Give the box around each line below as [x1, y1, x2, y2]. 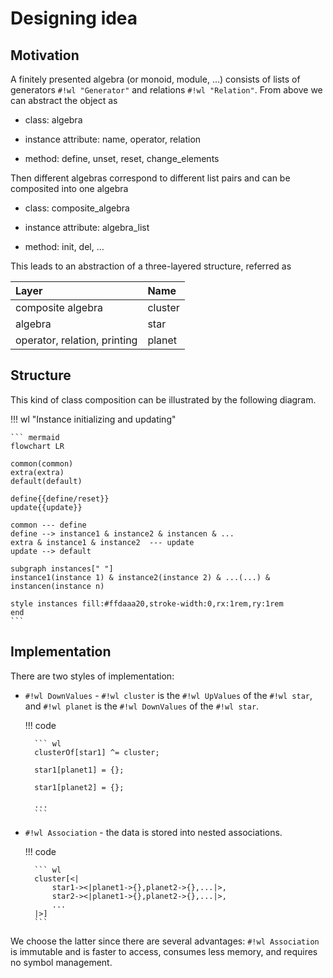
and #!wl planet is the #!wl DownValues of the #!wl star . [24, 700, 260, 712]
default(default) [10, 476, 83, 486]
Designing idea [10, 7, 138, 30]
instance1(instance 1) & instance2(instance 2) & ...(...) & [10, 572, 271, 582]
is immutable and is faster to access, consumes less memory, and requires [10, 945, 318, 957]
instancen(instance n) [10, 581, 105, 591]
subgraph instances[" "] [10, 563, 114, 574]
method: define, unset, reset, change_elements [24, 153, 220, 164]
